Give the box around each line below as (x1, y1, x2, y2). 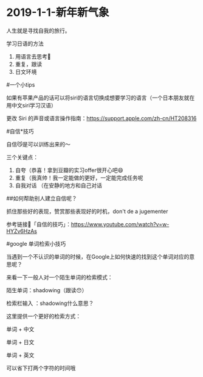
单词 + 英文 (6, 351, 35, 359)
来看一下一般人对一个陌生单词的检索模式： (6, 273, 113, 281)
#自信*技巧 (6, 127, 34, 135)
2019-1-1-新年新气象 (6, 5, 109, 20)
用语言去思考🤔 (15, 52, 51, 60)
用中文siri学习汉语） (6, 101, 57, 109)
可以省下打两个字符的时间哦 (6, 364, 76, 372)
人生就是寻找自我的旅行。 (6, 27, 71, 34)
